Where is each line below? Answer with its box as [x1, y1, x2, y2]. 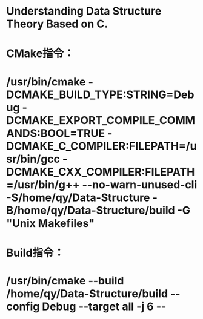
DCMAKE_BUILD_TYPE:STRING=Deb [6, 88, 195, 101]
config [6, 300, 40, 313]
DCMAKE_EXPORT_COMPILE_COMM [6, 113, 196, 127]
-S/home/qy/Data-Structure [6, 191, 150, 204]
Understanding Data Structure [6, 4, 162, 18]
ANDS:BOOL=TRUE [6, 126, 105, 140]
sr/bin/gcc [6, 152, 61, 166]
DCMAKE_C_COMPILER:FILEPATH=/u [6, 139, 197, 153]
